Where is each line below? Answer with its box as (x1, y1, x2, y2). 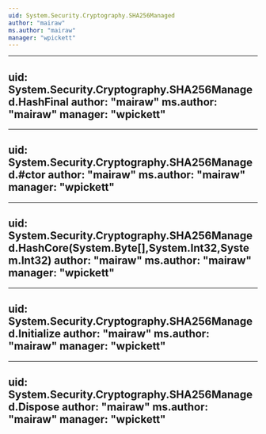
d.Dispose (8, 400, 60, 413)
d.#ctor (8, 168, 46, 182)
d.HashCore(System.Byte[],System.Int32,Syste (8, 242, 249, 255)
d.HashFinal (8, 95, 69, 108)
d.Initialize (8, 327, 61, 341)
